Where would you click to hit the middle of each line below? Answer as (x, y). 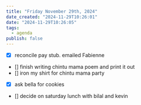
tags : (13, 28)
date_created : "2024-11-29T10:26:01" (52, 17)
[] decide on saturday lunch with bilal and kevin (71, 96)
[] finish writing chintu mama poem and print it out (75, 67)
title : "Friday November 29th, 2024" (52, 11)
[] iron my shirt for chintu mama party (59, 73)
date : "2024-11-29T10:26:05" (41, 22)
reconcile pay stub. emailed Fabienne (59, 55)
